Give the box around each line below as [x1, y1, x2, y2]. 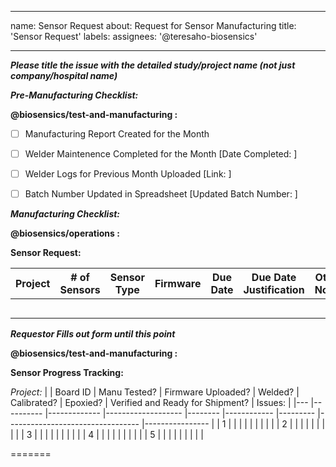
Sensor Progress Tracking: [10, 367, 124, 379]
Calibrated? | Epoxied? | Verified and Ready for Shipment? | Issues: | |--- [10, 397, 309, 409]
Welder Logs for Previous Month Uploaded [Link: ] [24, 168, 232, 180]
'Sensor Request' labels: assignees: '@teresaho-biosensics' [10, 31, 258, 42]
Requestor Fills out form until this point [10, 328, 176, 340]
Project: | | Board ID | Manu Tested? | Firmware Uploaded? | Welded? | [10, 386, 300, 398]
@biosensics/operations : [10, 227, 120, 240]
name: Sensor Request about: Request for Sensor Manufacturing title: [10, 20, 297, 31]
